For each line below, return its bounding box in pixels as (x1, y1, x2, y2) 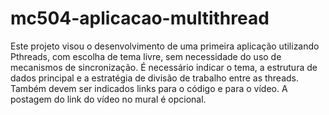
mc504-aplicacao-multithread (10, 7, 270, 30)
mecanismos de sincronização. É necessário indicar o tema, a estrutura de (10, 61, 318, 73)
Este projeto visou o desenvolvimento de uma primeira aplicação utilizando (10, 40, 320, 52)
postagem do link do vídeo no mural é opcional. (10, 93, 207, 105)
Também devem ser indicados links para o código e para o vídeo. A (10, 82, 288, 94)
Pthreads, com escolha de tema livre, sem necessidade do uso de (10, 50, 282, 62)
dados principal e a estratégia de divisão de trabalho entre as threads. (10, 72, 300, 84)
